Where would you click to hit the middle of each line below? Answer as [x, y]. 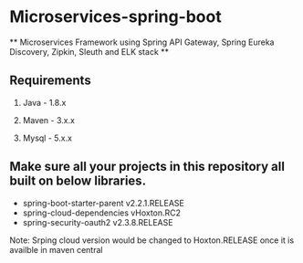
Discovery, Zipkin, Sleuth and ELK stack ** [89, 51]
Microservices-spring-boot [115, 17]
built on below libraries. [78, 181]
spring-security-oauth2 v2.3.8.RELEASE [98, 222]
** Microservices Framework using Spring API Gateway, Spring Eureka [142, 42]
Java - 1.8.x [44, 102]
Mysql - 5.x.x [47, 138]
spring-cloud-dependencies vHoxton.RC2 [101, 213]
